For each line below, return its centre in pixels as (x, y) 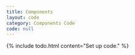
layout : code (23, 18)
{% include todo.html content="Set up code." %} (68, 46)
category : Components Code (41, 23)
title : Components (30, 12)
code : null (20, 29)
